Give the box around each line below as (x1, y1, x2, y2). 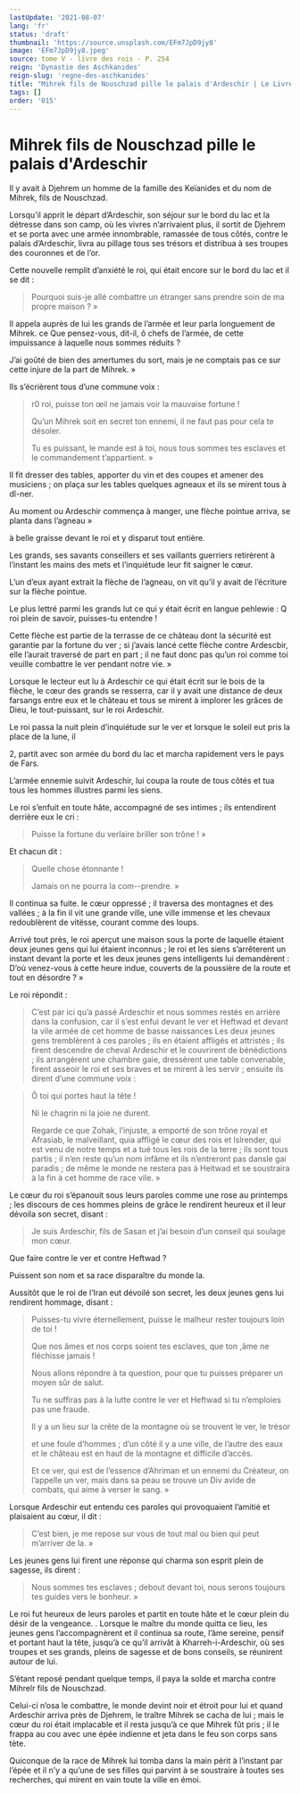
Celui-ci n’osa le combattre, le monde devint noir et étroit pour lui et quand (9, 1700, 283, 1711)
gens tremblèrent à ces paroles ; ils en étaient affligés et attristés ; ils (30, 1035, 285, 1046)
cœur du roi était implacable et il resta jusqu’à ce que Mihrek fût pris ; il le (9, 1719, 279, 1730)
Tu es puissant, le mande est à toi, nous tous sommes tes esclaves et (30, 443, 286, 453)
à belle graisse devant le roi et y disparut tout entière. (9, 533, 205, 544)
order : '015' (9, 96, 58, 105)
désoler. (30, 426, 62, 436)
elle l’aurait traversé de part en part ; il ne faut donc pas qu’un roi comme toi (9, 649, 288, 660)
